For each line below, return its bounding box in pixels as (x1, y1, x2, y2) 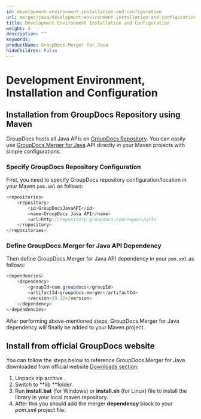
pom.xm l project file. (14, 406, 66, 414)
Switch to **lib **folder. (14, 381, 74, 389)
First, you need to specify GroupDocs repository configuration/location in (6, 176, 187, 183)
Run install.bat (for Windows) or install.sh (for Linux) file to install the (14, 387, 187, 394)
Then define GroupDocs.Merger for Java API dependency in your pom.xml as (6, 255, 194, 262)
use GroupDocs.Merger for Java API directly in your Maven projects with (6, 141, 185, 148)
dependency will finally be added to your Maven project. (6, 323, 145, 331)
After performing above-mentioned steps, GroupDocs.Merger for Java (6, 317, 179, 325)
